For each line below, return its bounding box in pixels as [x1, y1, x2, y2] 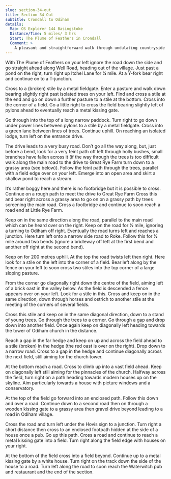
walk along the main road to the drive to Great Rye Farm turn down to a [5, 159, 154, 165]
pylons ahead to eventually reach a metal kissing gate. [5, 107, 120, 113]
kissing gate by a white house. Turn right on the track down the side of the [5, 458, 161, 464]
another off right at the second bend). [5, 244, 84, 250]
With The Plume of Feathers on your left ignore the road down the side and [5, 59, 162, 65]
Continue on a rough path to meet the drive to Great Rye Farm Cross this [5, 190, 157, 196]
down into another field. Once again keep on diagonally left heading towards [5, 322, 165, 328]
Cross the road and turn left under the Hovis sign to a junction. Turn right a [5, 421, 162, 427]
